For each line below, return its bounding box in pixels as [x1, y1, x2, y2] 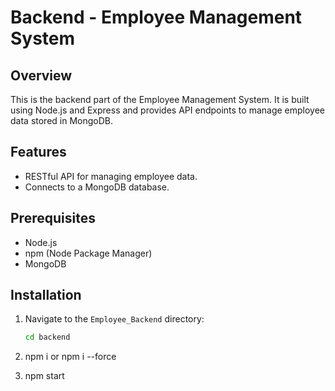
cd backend [24, 332, 71, 343]
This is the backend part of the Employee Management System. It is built [10, 94, 310, 105]
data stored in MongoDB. [10, 115, 114, 126]
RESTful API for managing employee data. [24, 170, 198, 182]
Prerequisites [10, 210, 96, 227]
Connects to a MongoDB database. [24, 181, 170, 193]
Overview [10, 67, 73, 84]
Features [10, 144, 67, 161]
